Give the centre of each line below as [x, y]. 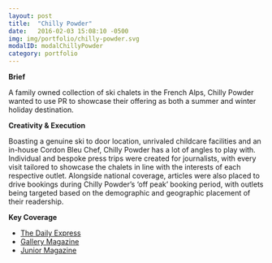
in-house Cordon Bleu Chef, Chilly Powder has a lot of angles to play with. [132, 150]
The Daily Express [50, 233]
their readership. [36, 201]
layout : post [30, 16]
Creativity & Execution [47, 125]
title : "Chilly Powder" [50, 24]
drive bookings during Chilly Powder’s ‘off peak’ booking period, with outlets [136, 184]
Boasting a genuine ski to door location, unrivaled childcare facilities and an [135, 141]
